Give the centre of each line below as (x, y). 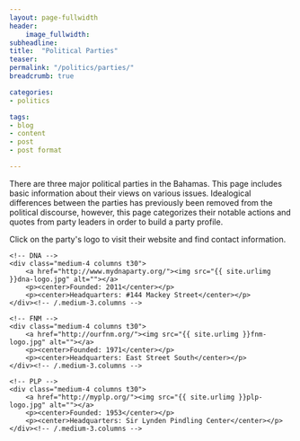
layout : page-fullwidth (54, 18)
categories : (31, 92)
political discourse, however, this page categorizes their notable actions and (150, 212)
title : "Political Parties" (64, 51)
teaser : (24, 59)
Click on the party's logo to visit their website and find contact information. (148, 239)
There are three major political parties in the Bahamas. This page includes (146, 183)
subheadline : (34, 43)
